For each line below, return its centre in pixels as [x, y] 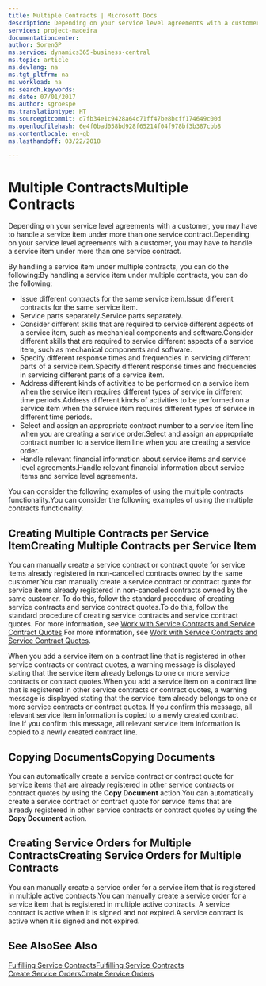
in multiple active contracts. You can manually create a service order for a [127, 895]
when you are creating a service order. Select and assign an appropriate [136, 434]
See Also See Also [53, 946]
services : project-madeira [53, 30]
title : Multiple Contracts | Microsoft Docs [83, 15]
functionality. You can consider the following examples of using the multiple [131, 500]
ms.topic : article [38, 60]
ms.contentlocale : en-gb [49, 133]
